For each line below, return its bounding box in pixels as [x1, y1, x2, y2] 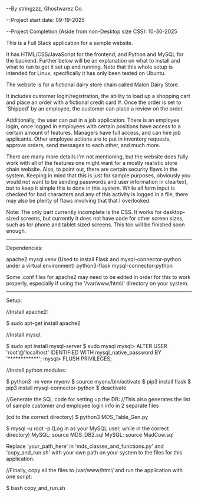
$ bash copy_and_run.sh [6, 485, 66, 491]
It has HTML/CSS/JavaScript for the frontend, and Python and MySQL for [6, 51, 184, 58]
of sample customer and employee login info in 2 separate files [6, 402, 159, 409]
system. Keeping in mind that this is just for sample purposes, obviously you [6, 172, 191, 179]
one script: [6, 473, 32, 480]
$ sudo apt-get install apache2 [6, 320, 81, 327]
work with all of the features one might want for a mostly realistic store [6, 160, 178, 166]
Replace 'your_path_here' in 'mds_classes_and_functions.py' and [6, 443, 164, 450]
